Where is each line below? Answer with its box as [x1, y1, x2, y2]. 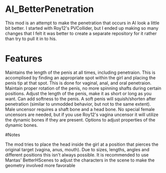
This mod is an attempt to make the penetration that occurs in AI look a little [5, 20, 160, 26]
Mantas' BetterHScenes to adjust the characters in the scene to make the [5, 157, 155, 163]
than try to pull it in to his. [5, 36, 57, 42]
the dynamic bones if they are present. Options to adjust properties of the [5, 116, 156, 122]
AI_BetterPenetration [5, 3, 94, 15]
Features [5, 53, 43, 64]
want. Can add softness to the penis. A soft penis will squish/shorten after [5, 96, 156, 102]
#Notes [5, 131, 20, 137]
